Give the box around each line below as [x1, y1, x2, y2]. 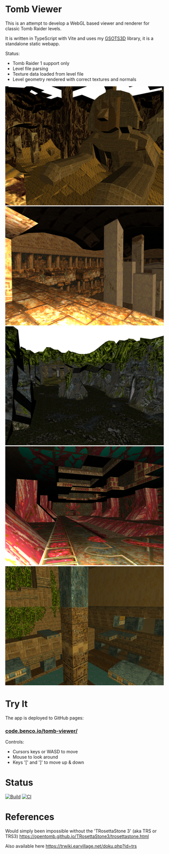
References [5, 811, 54, 823]
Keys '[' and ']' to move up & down [12, 759, 84, 765]
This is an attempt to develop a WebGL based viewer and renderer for [5, 20, 150, 26]
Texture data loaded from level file [12, 71, 84, 77]
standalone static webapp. [5, 40, 60, 46]
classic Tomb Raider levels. [5, 25, 62, 31]
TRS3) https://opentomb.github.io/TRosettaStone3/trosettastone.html [5, 833, 149, 839]
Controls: [5, 739, 24, 745]
